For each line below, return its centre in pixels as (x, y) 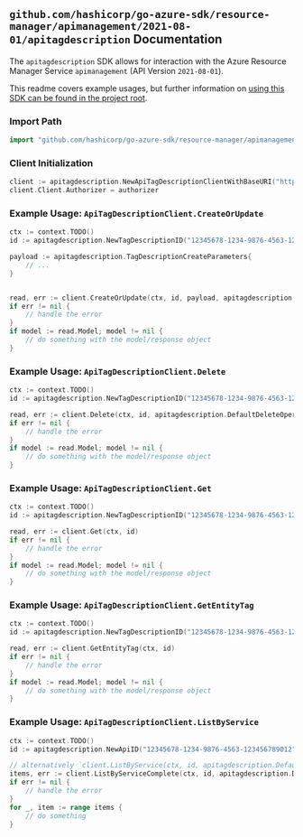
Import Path (36, 121)
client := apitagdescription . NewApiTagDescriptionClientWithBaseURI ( (143, 182)
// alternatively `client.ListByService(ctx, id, (105, 766)
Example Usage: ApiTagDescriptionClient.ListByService (134, 722)
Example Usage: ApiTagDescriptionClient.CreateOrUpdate (137, 213)
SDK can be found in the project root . (78, 98)
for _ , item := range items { (66, 807)
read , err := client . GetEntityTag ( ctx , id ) (92, 649)
